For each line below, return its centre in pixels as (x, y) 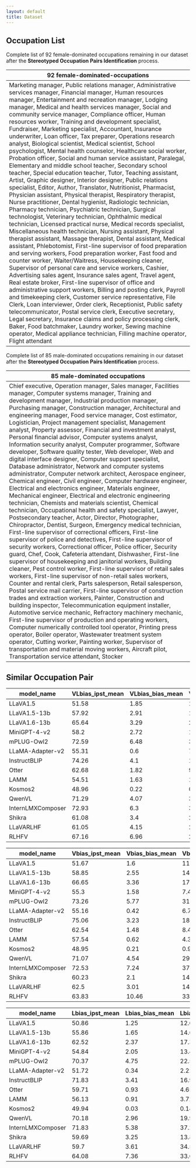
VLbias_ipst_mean (98, 694)
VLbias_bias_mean (156, 694)
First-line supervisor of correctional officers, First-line (84, 532)
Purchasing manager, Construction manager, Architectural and (95, 408)
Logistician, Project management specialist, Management (87, 423)
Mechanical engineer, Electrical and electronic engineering (90, 496)
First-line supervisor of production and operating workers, (89, 620)
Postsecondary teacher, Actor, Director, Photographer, (84, 518)
